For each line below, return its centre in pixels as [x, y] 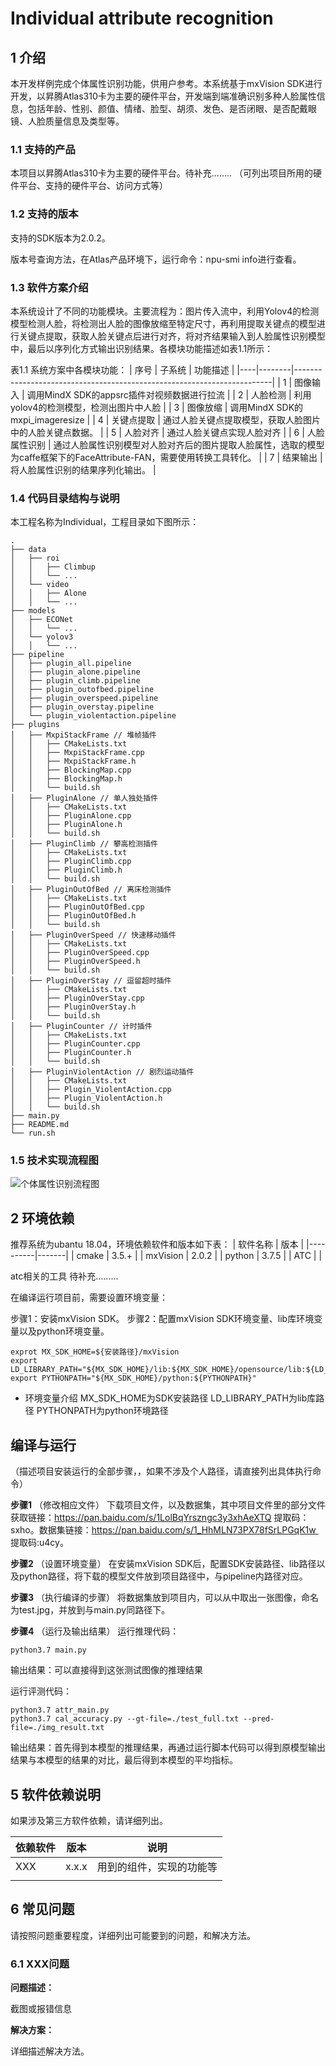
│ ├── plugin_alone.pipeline [75, 672]
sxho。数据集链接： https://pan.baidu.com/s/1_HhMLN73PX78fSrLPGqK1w [163, 1530]
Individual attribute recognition [142, 18]
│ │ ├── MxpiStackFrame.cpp [77, 753]
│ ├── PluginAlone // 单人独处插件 [84, 798]
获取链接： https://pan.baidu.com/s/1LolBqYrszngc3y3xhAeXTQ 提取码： [160, 1518]
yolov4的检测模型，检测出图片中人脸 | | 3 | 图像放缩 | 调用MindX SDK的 [157, 407]
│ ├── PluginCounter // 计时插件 [81, 1027]
